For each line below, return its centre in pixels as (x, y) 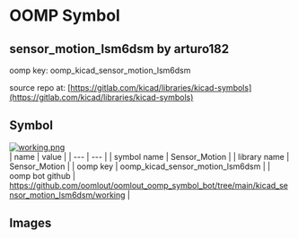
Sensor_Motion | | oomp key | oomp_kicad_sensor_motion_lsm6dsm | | (140, 166)
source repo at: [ (40, 88)
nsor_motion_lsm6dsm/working (67, 195)
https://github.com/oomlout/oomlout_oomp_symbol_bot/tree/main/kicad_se (149, 185)
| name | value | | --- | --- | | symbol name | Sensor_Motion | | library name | (149, 156)
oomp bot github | (43, 175)
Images (31, 223)
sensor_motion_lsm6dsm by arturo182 (119, 49)
